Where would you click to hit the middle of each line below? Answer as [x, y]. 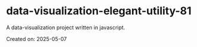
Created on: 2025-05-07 [36, 39]
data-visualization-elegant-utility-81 [99, 11]
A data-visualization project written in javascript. [66, 27]
